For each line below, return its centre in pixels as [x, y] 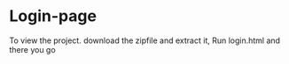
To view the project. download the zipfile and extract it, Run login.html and [145, 40]
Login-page [53, 16]
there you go [32, 49]
